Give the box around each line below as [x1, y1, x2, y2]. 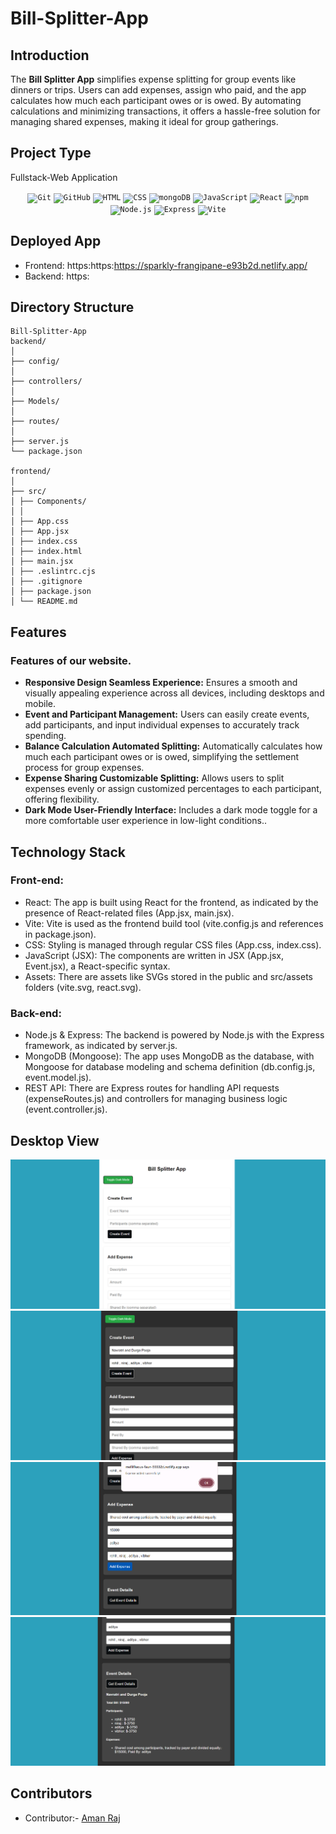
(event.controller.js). [24, 1103, 108, 1116]
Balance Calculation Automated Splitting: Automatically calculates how [24, 740, 323, 752]
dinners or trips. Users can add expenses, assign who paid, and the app [10, 84, 307, 96]
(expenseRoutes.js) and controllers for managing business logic [24, 1093, 288, 1105]
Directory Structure [10, 299, 135, 316]
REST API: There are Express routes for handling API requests [24, 1082, 280, 1094]
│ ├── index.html [10, 547, 83, 557]
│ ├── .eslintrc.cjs [10, 567, 97, 577]
